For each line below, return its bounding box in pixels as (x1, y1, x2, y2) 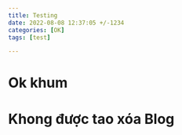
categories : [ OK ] (8, 26, 65, 34)
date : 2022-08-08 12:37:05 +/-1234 (8, 19, 125, 27)
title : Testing (8, 11, 58, 20)
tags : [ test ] (8, 33, 51, 42)
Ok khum (8, 74, 68, 92)
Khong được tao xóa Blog (8, 110, 175, 128)
